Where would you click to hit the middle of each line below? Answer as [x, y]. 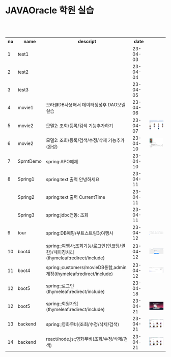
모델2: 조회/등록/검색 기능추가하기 [79, 126]
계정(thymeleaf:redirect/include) [79, 274]
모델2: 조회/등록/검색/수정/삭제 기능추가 [85, 140]
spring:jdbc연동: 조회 [67, 215]
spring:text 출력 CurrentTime [75, 197]
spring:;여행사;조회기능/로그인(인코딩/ [83, 246]
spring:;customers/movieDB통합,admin [86, 267]
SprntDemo [30, 161]
